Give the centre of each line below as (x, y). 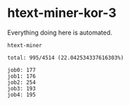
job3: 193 (22, 88)
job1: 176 (22, 76)
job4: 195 (22, 94)
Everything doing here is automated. (60, 32)
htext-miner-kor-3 (62, 13)
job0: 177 (22, 70)
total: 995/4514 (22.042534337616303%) (66, 58)
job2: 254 (22, 82)
